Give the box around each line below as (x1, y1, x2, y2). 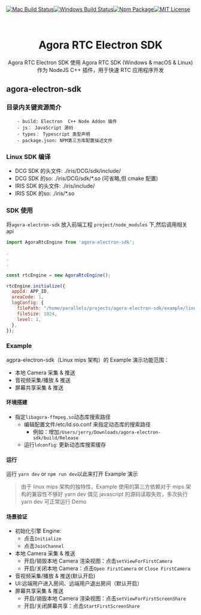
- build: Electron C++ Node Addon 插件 (17, 118, 117, 124)
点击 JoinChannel (23, 542, 65, 550)
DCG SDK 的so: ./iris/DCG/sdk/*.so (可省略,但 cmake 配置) (14, 175, 159, 182)
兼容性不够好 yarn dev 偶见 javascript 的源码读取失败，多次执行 (31, 491, 188, 498)
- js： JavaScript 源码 (17, 125, 74, 131)
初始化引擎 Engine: (14, 527, 62, 535)
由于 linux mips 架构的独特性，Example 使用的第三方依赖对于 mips (20, 483, 184, 490)
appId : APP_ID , (11, 289, 50, 295)
